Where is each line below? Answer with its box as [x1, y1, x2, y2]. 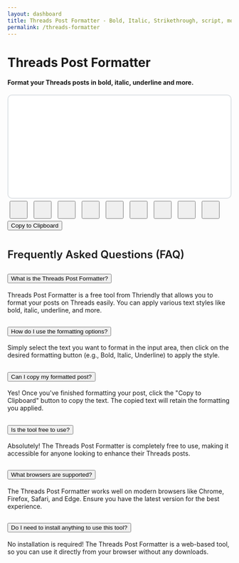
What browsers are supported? [11, 471, 92, 479]
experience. [7, 502, 43, 510]
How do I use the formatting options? [11, 327, 108, 335]
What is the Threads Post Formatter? [11, 275, 109, 283]
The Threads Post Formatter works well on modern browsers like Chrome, [7, 487, 224, 495]
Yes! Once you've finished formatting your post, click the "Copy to [7, 389, 201, 397]
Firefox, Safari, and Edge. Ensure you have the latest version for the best [7, 494, 220, 503]
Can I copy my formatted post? [11, 373, 92, 381]
